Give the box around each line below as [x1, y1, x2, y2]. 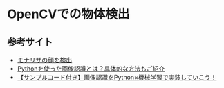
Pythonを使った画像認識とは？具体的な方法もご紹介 [17, 64, 165, 73]
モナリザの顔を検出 [17, 56, 73, 64]
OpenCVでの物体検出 [7, 6, 130, 22]
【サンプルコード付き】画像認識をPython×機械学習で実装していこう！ [17, 73, 217, 81]
